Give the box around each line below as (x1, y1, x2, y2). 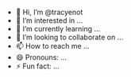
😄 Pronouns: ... (15, 53, 67, 62)
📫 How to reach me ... (15, 42, 90, 50)
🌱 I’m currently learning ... (15, 24, 101, 33)
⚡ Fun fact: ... (15, 61, 60, 71)
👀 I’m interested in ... (15, 16, 83, 25)
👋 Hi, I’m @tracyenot (15, 8, 83, 16)
